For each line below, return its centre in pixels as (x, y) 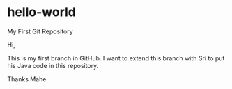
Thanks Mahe (27, 79)
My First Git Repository (40, 31)
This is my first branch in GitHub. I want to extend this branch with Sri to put (116, 58)
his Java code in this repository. (53, 65)
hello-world (42, 12)
